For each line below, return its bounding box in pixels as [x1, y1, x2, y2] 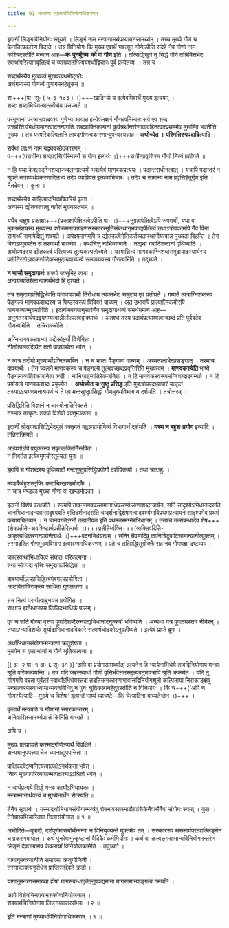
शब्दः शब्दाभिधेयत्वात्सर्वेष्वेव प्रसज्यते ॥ [7, 101, 87, 109]
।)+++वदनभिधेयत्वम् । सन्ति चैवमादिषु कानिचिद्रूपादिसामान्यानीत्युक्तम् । [63, 531, 220, 540]
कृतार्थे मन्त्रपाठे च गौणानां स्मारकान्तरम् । [7, 705, 94, 714]
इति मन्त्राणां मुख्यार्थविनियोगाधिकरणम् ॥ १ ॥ [7, 912, 102, 920]
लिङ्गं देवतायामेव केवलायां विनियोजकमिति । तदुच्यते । [7, 841, 125, 850]
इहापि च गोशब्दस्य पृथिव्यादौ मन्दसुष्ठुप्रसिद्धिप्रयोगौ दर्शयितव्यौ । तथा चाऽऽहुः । [7, 465, 171, 474]
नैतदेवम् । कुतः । [7, 181, 46, 189]
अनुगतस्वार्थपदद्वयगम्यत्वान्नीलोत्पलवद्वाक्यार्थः [7, 313, 98, 322]
